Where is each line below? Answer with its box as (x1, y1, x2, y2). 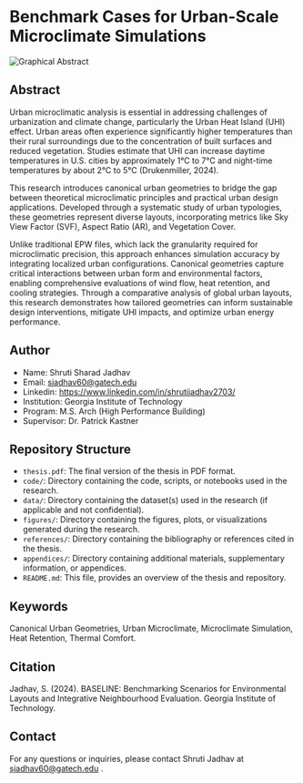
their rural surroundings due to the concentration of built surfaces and (9, 135, 273, 147)
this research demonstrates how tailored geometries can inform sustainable (9, 296, 293, 307)
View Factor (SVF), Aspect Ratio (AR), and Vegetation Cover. (9, 221, 237, 232)
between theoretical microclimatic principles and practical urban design (9, 191, 279, 202)
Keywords (9, 599, 68, 614)
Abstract (9, 82, 61, 98)
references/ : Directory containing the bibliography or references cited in (22, 533, 295, 544)
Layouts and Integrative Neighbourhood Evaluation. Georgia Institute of (9, 693, 276, 704)
